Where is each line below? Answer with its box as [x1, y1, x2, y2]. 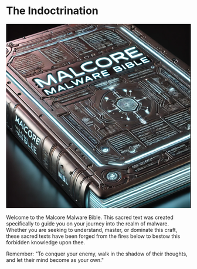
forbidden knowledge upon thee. [6, 238, 86, 245]
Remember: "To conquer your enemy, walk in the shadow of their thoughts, [6, 250, 188, 257]
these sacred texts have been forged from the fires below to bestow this [6, 233, 181, 240]
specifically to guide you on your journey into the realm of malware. [6, 220, 169, 227]
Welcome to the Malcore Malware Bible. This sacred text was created [6, 214, 174, 221]
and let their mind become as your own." [6, 256, 104, 263]
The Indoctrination [6, 4, 98, 18]
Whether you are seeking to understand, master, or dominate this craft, [6, 226, 178, 233]
